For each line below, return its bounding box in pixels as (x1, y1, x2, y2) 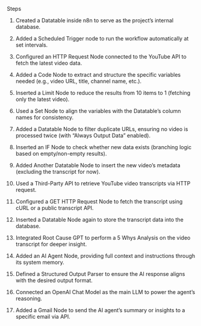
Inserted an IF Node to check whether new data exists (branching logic (15, 144, 192, 150)
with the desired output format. (15, 277, 93, 284)
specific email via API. (15, 313, 71, 320)
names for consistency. (15, 114, 74, 121)
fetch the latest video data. (15, 60, 82, 66)
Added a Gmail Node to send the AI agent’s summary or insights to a (15, 307, 185, 313)
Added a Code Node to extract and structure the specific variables (15, 71, 181, 78)
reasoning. (15, 295, 43, 302)
